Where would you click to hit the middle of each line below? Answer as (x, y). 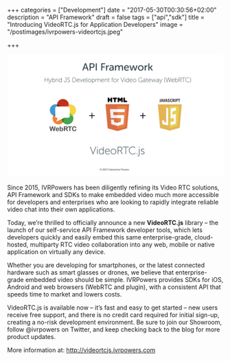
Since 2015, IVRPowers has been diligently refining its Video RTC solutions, (113, 187)
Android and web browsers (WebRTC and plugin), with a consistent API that (114, 287)
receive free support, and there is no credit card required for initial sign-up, (113, 314)
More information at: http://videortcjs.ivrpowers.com (81, 350)
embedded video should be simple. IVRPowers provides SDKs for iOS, (124, 279)
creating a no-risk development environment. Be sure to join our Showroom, (114, 322)
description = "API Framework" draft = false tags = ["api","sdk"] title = (106, 17)
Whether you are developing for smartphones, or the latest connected (106, 265)
